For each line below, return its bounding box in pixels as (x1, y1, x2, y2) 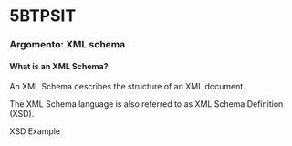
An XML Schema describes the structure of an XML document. (9, 81, 246, 92)
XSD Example (9, 126, 61, 137)
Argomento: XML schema (9, 38, 126, 51)
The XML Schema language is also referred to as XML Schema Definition (9, 99, 284, 109)
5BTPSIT (9, 5, 77, 26)
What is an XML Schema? (9, 60, 109, 71)
